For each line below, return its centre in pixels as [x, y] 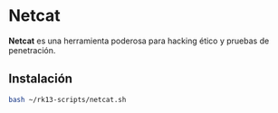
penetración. [32, 50]
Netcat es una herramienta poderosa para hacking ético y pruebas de [139, 41]
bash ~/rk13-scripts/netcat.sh [67, 99]
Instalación [41, 79]
